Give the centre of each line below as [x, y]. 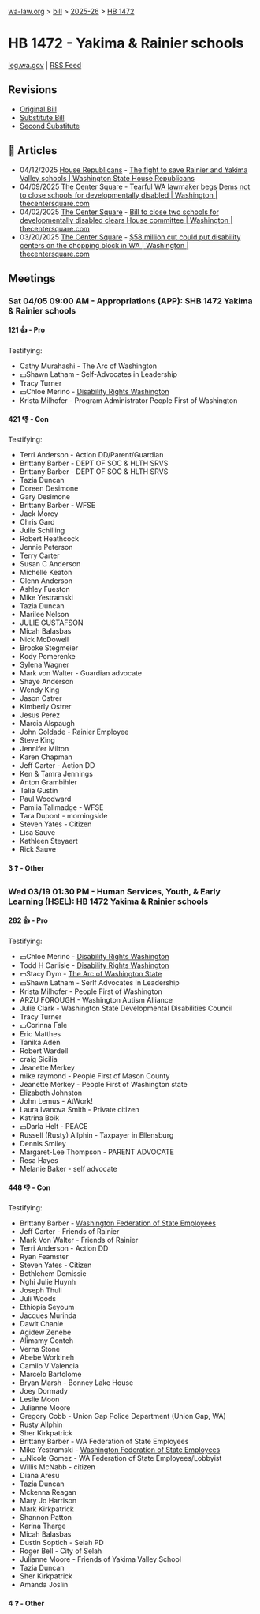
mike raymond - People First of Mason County [95, 1076]
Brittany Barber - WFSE [58, 506]
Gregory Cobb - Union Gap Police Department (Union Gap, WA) [123, 1416]
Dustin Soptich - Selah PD [61, 1543]
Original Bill [38, 109]
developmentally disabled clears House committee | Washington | [126, 220]
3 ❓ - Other [26, 867]
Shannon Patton [46, 1518]
